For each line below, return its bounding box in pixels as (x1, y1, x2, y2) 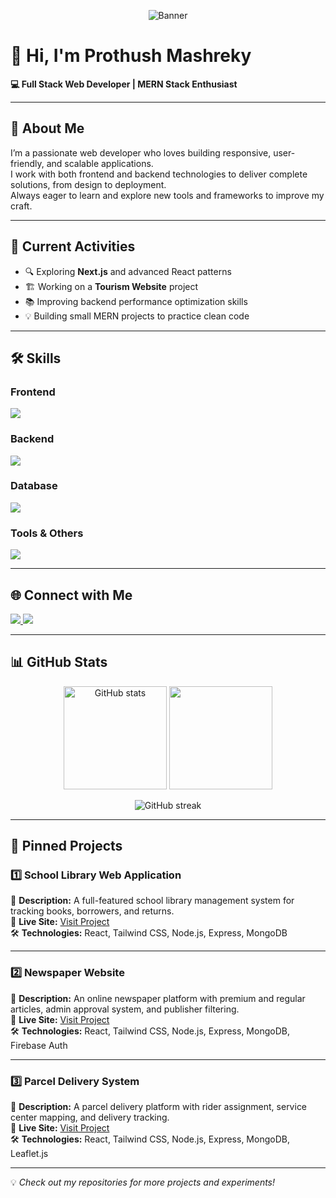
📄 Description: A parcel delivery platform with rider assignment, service (10, 1101, 308, 1113)
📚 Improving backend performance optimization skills (24, 295, 248, 307)
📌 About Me (10, 120, 85, 137)
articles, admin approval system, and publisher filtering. (10, 1003, 240, 1015)
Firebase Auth (10, 1039, 68, 1051)
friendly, (10, 157, 45, 169)
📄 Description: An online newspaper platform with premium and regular (10, 992, 306, 1004)
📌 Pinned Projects (10, 838, 123, 855)
